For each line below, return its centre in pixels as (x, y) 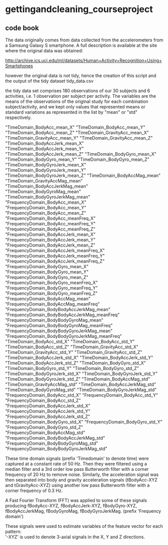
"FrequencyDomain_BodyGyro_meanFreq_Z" (51, 293)
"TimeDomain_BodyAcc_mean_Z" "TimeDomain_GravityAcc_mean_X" (77, 133)
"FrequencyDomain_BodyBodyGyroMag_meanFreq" (59, 325)
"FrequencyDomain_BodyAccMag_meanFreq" (53, 304)
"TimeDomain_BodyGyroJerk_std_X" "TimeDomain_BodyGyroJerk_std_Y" (81, 374)
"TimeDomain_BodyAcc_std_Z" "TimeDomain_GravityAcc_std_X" (72, 347)
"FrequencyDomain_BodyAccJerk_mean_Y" (50, 240)
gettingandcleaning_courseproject (79, 9)
